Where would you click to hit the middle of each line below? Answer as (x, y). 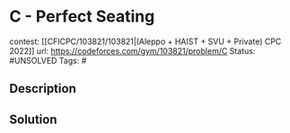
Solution (33, 119)
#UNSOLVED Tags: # (48, 60)
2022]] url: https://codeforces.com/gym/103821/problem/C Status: (132, 50)
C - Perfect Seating (82, 17)
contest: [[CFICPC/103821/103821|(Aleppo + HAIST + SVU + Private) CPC (145, 41)
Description (43, 89)
